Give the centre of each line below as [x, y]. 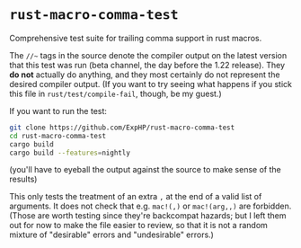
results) [23, 179]
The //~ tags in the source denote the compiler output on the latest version [148, 55]
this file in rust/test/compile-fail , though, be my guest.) [115, 93]
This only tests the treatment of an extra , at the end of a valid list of [136, 197]
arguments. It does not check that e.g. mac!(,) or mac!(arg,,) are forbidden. [150, 206]
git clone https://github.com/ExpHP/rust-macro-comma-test [122, 128]
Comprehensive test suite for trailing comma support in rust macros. [136, 38]
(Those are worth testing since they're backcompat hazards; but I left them [148, 216]
